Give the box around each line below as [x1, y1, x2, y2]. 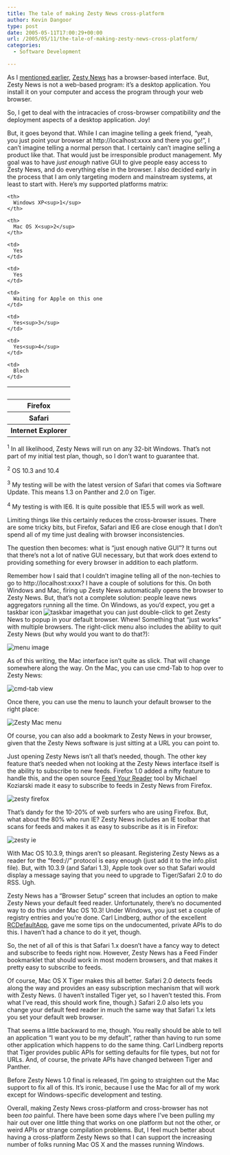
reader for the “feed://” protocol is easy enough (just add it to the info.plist [7, 856, 218, 865]
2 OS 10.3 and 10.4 [7, 465, 60, 474]
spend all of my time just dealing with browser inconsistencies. [7, 530, 185, 539]
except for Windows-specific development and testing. [7, 1090, 163, 1099]
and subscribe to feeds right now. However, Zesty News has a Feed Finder [7, 948, 218, 957]
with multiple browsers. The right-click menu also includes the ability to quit [7, 622, 222, 631]
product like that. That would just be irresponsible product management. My [7, 150, 222, 159]
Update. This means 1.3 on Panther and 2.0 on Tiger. [7, 488, 156, 496]
